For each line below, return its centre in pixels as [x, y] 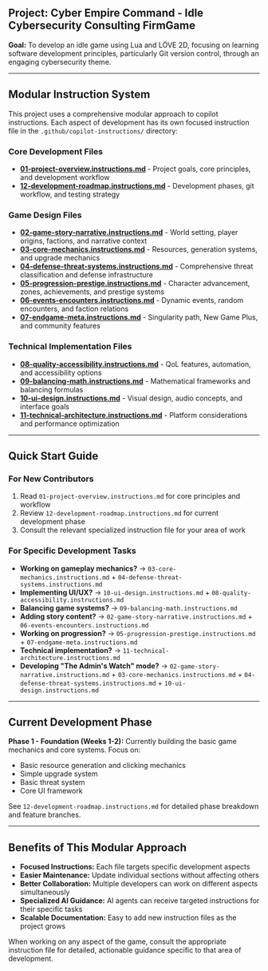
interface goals [45, 406]
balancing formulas [51, 389]
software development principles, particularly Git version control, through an [134, 53]
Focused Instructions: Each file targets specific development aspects [135, 867]
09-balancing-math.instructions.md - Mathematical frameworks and [135, 381]
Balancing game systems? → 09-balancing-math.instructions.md [128, 607]
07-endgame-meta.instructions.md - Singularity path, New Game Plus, [139, 317]
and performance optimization [69, 424]
